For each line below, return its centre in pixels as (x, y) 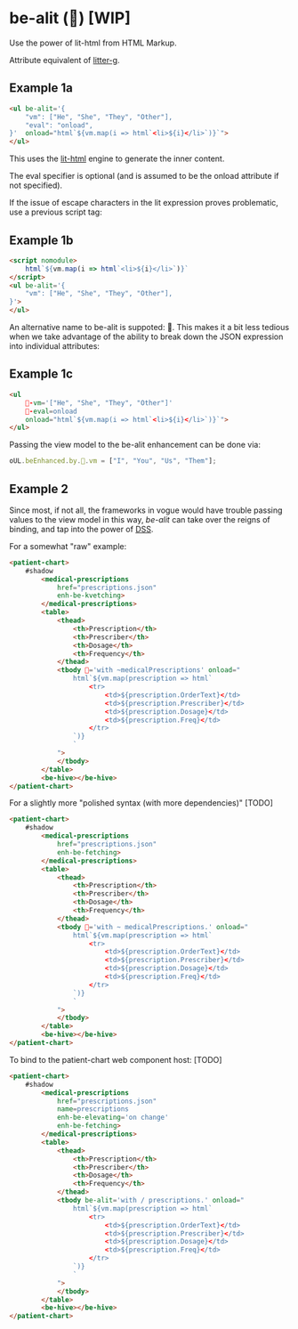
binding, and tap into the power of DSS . (81, 529)
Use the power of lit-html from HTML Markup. (93, 43)
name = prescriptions (93, 1109)
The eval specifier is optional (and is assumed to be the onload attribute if (144, 176)
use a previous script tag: (56, 212)
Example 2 (39, 489)
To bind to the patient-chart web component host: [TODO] (116, 1059)
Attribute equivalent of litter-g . (64, 60)
